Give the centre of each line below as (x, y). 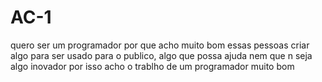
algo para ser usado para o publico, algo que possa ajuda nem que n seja (161, 55)
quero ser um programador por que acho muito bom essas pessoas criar (160, 45)
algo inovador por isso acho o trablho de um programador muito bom (152, 66)
